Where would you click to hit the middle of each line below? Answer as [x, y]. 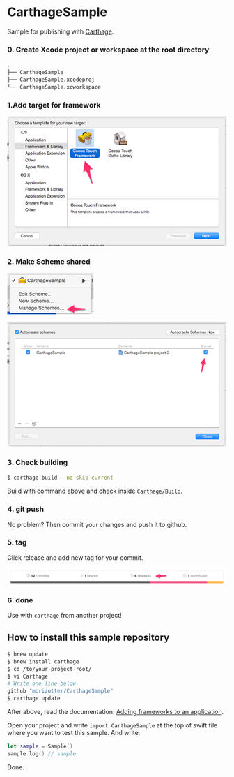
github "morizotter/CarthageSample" [60, 691]
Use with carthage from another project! [64, 616]
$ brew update [28, 654]
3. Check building [38, 462]
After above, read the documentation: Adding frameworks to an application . [116, 712]
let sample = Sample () [40, 747]
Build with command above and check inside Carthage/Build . [95, 491]
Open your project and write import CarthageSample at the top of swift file [112, 725]
